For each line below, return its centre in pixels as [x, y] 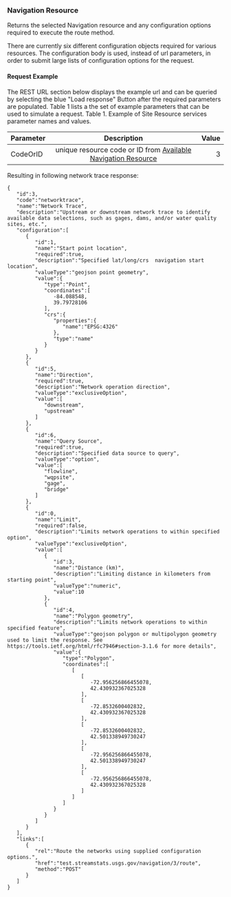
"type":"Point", [67, 285]
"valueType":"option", [67, 459]
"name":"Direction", [64, 375]
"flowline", [61, 471]
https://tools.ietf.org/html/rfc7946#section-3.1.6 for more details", [112, 646]
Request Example [33, 76]
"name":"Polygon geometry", [93, 616]
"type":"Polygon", [89, 658]
